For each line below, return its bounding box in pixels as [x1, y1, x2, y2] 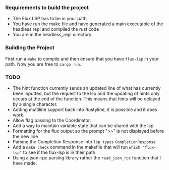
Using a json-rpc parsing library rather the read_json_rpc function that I [12, 154, 161, 160]
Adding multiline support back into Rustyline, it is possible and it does [12, 106, 157, 112]
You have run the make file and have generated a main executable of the [12, 21, 163, 27]
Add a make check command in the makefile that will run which [12, 144, 141, 150]
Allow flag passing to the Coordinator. [12, 117, 91, 123]
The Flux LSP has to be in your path [12, 16, 87, 22]
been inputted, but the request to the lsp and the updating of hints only [12, 90, 160, 96]
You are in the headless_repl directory [12, 32, 92, 38]
